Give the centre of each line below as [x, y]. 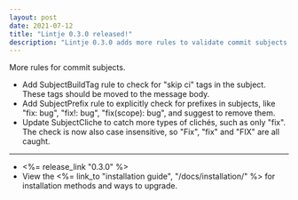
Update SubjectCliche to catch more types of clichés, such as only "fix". [154, 123]
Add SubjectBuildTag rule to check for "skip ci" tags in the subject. [144, 84]
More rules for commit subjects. [67, 68]
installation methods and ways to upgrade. [100, 186]
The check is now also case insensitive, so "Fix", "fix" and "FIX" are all [151, 132]
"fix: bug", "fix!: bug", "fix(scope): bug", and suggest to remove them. [149, 113]
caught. [36, 141]
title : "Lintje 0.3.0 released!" [71, 34]
